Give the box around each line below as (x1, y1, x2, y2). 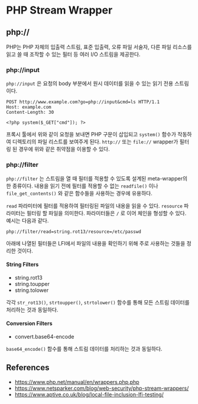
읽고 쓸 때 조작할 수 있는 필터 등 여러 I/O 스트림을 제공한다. (6, 51, 141, 58)
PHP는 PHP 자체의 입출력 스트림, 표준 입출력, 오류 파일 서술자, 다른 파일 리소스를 (6, 44, 192, 50)
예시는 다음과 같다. (6, 216, 49, 224)
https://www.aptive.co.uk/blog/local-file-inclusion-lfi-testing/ (14, 390, 164, 398)
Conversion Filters (6, 320, 53, 327)
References (6, 363, 50, 373)
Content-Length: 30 (6, 110, 54, 116)
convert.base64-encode (14, 333, 74, 340)
